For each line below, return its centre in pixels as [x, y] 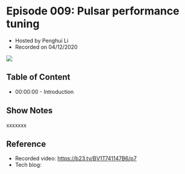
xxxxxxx [17, 125]
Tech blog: [28, 165]
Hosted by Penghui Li [42, 40]
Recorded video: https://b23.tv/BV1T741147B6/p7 [76, 158]
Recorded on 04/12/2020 [46, 47]
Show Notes [30, 110]
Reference [26, 144]
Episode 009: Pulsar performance [93, 11]
